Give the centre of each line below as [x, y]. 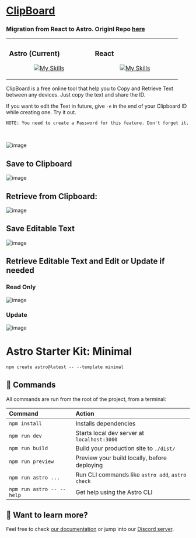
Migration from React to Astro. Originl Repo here [76, 29]
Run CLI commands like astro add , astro [131, 474]
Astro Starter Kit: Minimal [69, 352]
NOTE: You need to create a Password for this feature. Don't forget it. [98, 123]
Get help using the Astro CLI [114, 492]
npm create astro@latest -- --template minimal [65, 367]
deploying [89, 465]
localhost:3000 [97, 439]
